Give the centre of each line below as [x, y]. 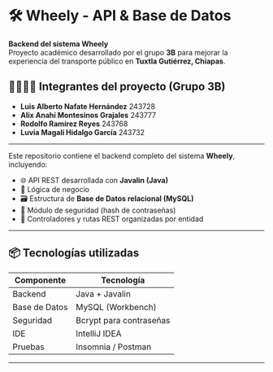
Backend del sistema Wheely [58, 44]
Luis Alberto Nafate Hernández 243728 [88, 106]
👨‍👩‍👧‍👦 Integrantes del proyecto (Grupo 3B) [117, 87]
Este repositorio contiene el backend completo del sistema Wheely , [122, 155]
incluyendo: [28, 164]
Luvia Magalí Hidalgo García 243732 [82, 132]
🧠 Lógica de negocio [55, 189]
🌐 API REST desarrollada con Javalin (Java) [94, 180]
